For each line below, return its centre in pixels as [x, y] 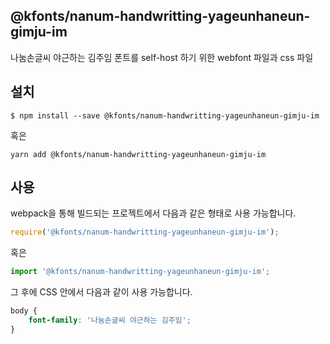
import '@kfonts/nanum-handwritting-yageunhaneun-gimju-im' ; [140, 272]
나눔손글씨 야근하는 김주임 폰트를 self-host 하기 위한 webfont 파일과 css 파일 [162, 57]
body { [24, 311]
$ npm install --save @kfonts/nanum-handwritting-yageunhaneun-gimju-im [165, 115]
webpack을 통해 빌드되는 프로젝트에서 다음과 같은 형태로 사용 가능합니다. [153, 213]
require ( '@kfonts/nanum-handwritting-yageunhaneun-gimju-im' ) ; [145, 232]
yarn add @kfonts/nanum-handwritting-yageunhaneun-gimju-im [138, 154]
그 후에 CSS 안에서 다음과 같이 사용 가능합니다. [101, 292]
